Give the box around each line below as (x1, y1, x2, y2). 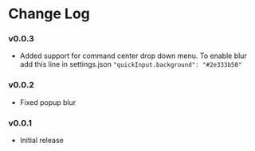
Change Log (8, 5, 90, 23)
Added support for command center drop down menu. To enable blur (19, 51, 247, 60)
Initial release (19, 136, 64, 145)
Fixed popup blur (19, 97, 76, 107)
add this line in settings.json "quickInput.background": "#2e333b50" (19, 60, 242, 69)
